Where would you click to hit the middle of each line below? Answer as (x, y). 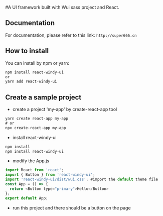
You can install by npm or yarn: (37, 63)
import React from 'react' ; (35, 170)
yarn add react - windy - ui (31, 82)
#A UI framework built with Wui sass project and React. (62, 7)
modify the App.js (31, 161)
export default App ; (27, 198)
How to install (27, 51)
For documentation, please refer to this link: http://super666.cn (71, 35)
